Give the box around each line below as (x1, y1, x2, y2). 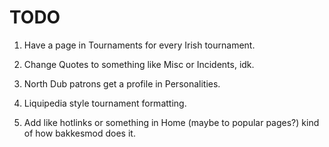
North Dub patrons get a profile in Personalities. (23, 77, 221, 90)
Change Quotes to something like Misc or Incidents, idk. (23, 58, 255, 70)
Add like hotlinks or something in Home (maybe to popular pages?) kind (23, 116, 320, 128)
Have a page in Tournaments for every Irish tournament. (23, 39, 256, 51)
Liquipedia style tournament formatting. (23, 97, 187, 109)
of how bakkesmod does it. (23, 127, 136, 139)
